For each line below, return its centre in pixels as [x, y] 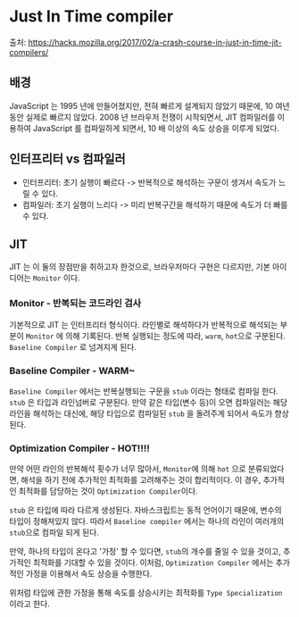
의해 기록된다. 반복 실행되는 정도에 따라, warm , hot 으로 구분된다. [175, 336]
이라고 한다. [30, 604]
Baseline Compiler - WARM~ [72, 371]
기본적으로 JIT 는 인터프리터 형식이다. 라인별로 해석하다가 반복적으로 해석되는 [144, 324]
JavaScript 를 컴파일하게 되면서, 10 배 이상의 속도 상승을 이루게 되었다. [156, 128]
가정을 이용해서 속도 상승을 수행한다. [89, 574]
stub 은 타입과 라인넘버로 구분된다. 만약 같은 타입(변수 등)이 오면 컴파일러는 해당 [149, 402]
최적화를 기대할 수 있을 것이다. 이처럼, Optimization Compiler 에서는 [153, 563]
